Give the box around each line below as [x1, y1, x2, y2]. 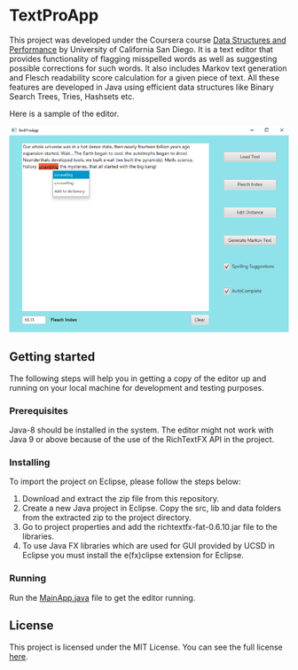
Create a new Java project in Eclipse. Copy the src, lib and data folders [21, 502, 282, 514]
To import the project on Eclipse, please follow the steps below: [9, 476, 241, 487]
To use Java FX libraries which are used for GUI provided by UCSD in [21, 541, 275, 551]
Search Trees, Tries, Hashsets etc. [9, 90, 135, 102]
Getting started [9, 349, 96, 364]
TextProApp [9, 5, 99, 26]
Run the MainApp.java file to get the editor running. [9, 592, 196, 603]
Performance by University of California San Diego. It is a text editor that [9, 43, 273, 54]
